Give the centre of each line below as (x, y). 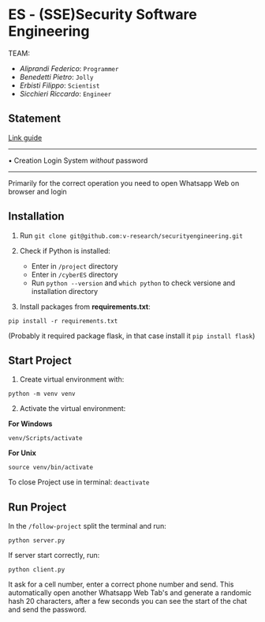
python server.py (37, 541)
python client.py (37, 570)
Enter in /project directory (75, 266)
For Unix (22, 453)
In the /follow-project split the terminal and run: (88, 526)
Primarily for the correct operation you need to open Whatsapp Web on (124, 183)
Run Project (37, 507)
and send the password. (47, 609)
